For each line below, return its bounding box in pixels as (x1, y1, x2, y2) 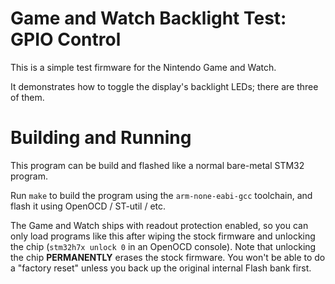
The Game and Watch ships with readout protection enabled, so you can (10, 219, 309, 231)
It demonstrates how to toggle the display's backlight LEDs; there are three (10, 80, 319, 92)
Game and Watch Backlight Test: (10, 7, 287, 30)
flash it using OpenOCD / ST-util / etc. (10, 200, 167, 212)
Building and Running (10, 127, 192, 149)
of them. (10, 91, 45, 103)
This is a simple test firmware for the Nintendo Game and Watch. (10, 61, 277, 73)
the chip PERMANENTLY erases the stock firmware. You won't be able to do (10, 251, 326, 263)
